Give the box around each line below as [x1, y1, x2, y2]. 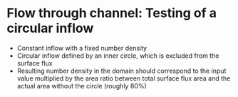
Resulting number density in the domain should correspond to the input [16, 66, 227, 75]
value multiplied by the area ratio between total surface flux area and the [16, 73, 231, 83]
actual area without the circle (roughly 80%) [16, 81, 147, 90]
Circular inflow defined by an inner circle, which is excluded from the [16, 51, 219, 60]
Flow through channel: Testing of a [6, 5, 217, 21]
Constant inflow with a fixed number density [16, 44, 148, 52]
